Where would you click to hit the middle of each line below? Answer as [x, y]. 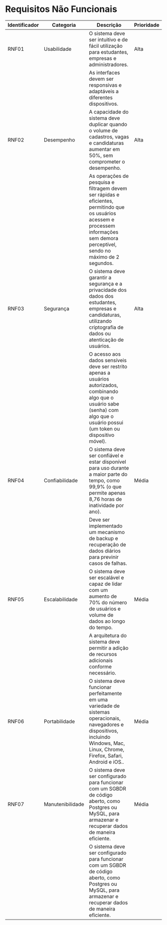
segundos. [101, 263]
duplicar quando [108, 124]
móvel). [98, 441]
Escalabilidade [61, 599]
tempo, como [104, 480]
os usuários [102, 213]
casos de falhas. [108, 563]
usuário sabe [104, 403]
